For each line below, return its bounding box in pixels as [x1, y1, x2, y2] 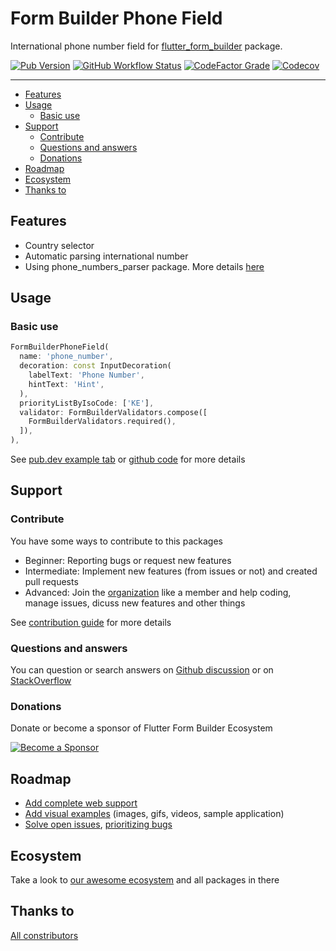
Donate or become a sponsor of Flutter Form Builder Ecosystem [10, 722, 273, 734]
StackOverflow [10, 675, 72, 687]
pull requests [24, 575, 79, 587]
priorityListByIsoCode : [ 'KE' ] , [19, 398, 155, 408]
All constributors [10, 929, 79, 941]
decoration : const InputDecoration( [19, 361, 172, 371]
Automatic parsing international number [24, 250, 189, 262]
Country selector [24, 239, 95, 251]
